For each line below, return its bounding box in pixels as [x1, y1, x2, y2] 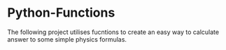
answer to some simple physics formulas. [7, 35, 127, 43]
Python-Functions [7, 5, 115, 21]
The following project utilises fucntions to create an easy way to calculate [7, 28, 219, 36]
